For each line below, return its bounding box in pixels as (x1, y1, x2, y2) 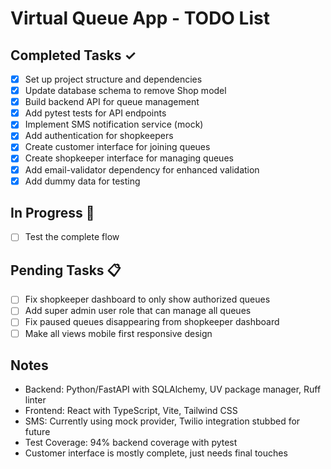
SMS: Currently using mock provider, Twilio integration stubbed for (24, 415, 301, 427)
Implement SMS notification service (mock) (24, 118, 204, 131)
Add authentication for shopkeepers (24, 130, 174, 142)
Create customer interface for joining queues (24, 141, 211, 153)
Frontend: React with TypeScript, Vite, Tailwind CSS (24, 405, 238, 417)
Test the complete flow (24, 231, 120, 243)
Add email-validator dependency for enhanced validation (24, 163, 260, 176)
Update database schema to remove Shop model (24, 85, 227, 97)
